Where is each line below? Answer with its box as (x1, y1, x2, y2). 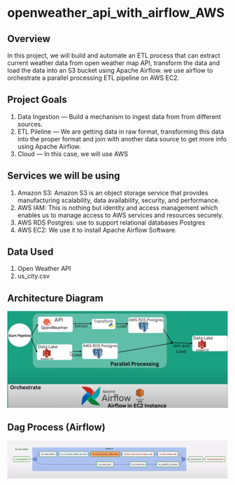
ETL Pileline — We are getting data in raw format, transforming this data (17, 127, 225, 136)
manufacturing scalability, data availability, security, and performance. (17, 196, 220, 204)
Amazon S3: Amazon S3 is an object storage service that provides (17, 188, 208, 197)
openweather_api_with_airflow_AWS (7, 5, 225, 21)
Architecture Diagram (7, 292, 104, 304)
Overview (7, 33, 51, 45)
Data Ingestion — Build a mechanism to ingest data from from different (17, 112, 222, 120)
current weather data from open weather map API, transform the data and (7, 59, 220, 67)
